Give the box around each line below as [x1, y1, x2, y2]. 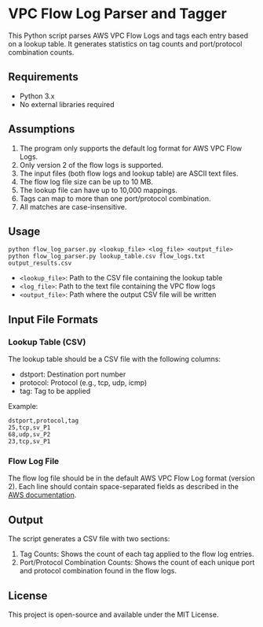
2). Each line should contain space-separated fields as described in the [8, 482, 239, 492]
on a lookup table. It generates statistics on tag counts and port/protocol [8, 39, 243, 48]
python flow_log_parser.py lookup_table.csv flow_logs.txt [8, 253, 206, 261]
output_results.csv [8, 259, 72, 268]
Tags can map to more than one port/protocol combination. [19, 194, 211, 203]
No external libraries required [19, 99, 115, 109]
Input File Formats [8, 313, 99, 326]
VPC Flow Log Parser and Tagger [8, 5, 228, 23]
